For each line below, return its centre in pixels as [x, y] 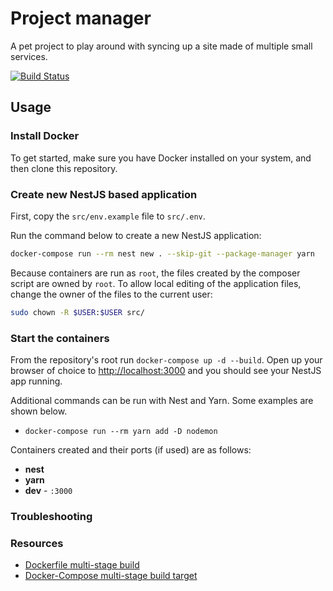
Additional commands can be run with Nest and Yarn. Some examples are [162, 400]
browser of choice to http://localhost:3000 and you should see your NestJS [166, 370]
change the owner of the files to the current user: [111, 294]
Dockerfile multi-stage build [82, 565]
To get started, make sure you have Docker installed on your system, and [161, 158]
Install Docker [45, 136]
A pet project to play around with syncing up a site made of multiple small [161, 46]
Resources [37, 543]
